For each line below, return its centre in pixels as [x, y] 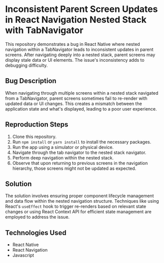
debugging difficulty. [27, 65]
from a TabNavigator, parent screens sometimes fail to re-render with [77, 98]
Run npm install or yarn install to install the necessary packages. [82, 142]
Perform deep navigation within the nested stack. [63, 157]
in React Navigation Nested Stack [76, 20]
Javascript [23, 256]
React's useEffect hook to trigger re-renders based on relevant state [76, 206]
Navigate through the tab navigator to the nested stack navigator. [79, 152]
